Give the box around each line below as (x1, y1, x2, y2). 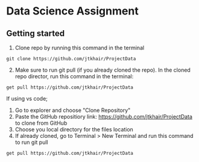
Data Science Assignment (6, 4, 139, 18)
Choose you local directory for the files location (14, 126, 134, 133)
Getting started (6, 28, 65, 39)
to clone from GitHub (14, 119, 68, 126)
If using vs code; (6, 95, 48, 102)
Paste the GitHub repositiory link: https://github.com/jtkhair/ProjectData (14, 113, 193, 120)
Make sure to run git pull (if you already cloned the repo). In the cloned (14, 66, 191, 73)
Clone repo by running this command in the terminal (14, 44, 145, 51)
